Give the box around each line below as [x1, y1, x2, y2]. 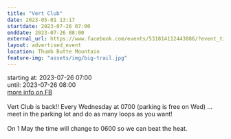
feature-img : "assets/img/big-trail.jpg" [7, 55, 128, 62]
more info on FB [7, 88, 53, 96]
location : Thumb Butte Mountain [7, 49, 100, 55]
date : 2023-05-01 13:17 [7, 16, 76, 23]
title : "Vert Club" [7, 10, 63, 17]
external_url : [7, 36, 48, 42]
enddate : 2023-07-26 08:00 [7, 29, 85, 36]
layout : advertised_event [7, 42, 81, 49]
